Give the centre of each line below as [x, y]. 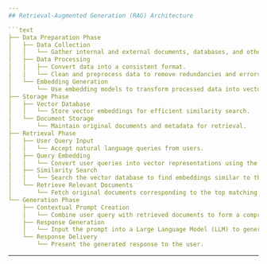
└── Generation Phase [44, 200]
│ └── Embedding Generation [58, 82]
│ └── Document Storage [51, 119]
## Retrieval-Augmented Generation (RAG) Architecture [101, 16]
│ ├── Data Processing [49, 60]
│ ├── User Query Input [51, 141]
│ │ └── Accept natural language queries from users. [106, 148]
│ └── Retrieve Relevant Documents [71, 185]
